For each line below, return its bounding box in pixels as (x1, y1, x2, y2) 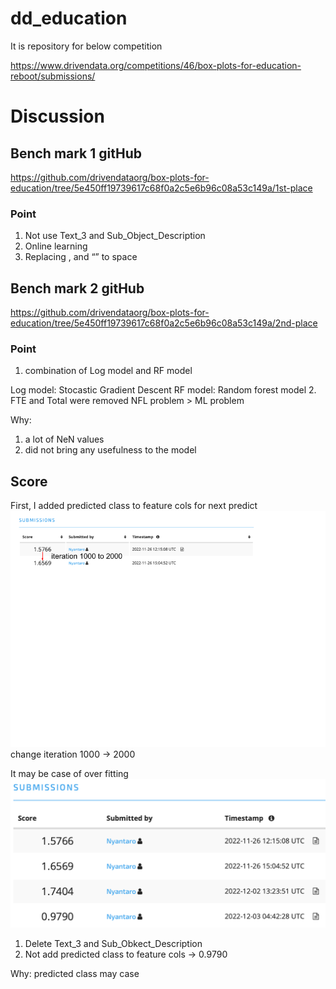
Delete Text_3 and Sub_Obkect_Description (24, 937, 203, 949)
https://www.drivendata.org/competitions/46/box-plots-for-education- (10, 59, 302, 71)
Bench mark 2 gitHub (10, 280, 145, 297)
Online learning (24, 240, 88, 252)
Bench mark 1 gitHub (10, 145, 142, 162)
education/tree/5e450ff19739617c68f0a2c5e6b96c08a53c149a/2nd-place (10, 317, 318, 329)
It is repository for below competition (10, 40, 163, 52)
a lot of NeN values (24, 433, 105, 446)
